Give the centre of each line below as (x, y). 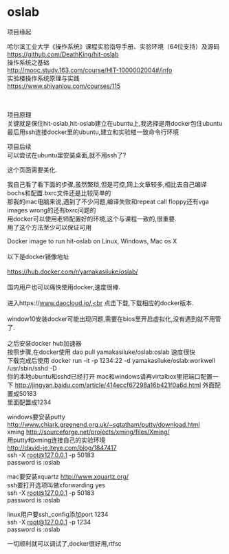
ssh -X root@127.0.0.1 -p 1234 (49, 522)
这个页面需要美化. (32, 170)
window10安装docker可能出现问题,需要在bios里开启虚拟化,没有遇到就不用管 (114, 319)
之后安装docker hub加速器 (44, 343)
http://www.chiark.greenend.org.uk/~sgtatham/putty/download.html (104, 424)
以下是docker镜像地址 (38, 256)
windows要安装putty (36, 417)
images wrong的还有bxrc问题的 (52, 210)
